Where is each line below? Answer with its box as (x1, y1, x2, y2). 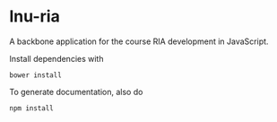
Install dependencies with (9, 53, 104, 64)
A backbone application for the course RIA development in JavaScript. (9, 36, 269, 47)
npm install (9, 103, 54, 113)
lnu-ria (9, 6, 60, 27)
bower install (9, 70, 63, 80)
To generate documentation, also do (9, 86, 143, 97)
